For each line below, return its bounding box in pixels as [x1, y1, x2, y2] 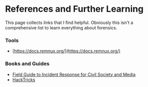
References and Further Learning [5, 3, 144, 15]
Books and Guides [5, 60, 50, 67]
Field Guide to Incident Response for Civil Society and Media [12, 71, 136, 77]
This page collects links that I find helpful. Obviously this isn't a [5, 20, 133, 25]
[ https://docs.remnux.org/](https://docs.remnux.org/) [12, 48, 121, 54]
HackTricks [12, 77, 36, 83]
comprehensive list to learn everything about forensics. [5, 24, 117, 30]
